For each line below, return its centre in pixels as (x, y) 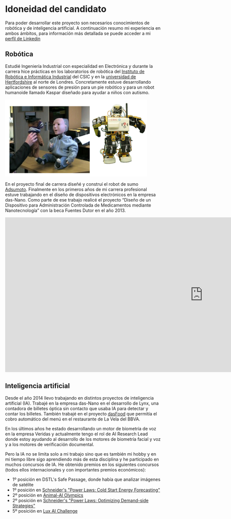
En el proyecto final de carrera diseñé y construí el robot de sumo (72, 184)
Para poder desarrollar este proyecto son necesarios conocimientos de (77, 23)
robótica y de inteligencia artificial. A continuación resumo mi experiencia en (83, 28)
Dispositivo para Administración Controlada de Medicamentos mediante (78, 205)
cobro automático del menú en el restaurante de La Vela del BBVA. (73, 419)
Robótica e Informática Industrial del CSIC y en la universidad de (71, 77)
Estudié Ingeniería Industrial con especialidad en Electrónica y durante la (79, 66)
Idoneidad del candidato (56, 9)
